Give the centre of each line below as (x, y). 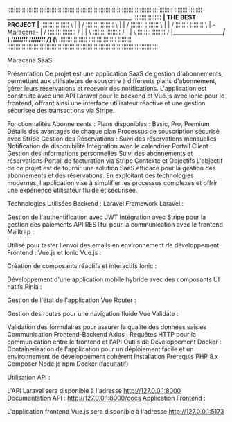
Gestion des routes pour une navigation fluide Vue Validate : (93, 314)
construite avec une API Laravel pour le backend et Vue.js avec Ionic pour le (116, 96)
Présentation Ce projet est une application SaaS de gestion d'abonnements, (115, 73)
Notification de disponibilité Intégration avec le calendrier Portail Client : (110, 146)
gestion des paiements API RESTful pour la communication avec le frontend (115, 224)
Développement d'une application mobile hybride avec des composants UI (114, 279)
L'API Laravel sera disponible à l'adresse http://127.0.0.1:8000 (94, 390)
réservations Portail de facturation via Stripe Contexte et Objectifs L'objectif (115, 161)
